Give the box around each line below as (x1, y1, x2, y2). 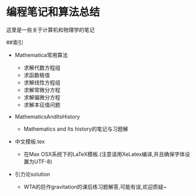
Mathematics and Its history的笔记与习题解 (23, 125, 129, 132)
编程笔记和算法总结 (6, 5, 100, 19)
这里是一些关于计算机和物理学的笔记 (6, 26, 95, 33)
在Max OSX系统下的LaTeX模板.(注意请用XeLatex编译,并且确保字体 (23, 150, 185, 157)
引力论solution (14, 170, 50, 178)
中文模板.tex (14, 138, 45, 145)
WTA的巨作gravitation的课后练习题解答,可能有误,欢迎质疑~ (23, 183, 167, 190)
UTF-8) (34, 158, 52, 165)
